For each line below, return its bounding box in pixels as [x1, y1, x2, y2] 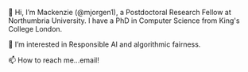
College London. [8, 25, 63, 33]
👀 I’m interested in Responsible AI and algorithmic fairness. [8, 40, 201, 49]
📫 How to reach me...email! [8, 55, 99, 65]
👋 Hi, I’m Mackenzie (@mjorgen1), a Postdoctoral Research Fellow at [8, 8, 232, 17]
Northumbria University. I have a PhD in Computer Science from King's [8, 16, 240, 25]
